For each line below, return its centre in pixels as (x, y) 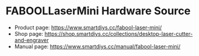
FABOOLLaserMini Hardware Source (98, 11)
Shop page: (29, 33)
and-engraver (31, 40)
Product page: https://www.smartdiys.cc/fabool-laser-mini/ (88, 27)
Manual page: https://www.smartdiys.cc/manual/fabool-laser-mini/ (97, 46)
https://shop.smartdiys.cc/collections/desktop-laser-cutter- (118, 33)
